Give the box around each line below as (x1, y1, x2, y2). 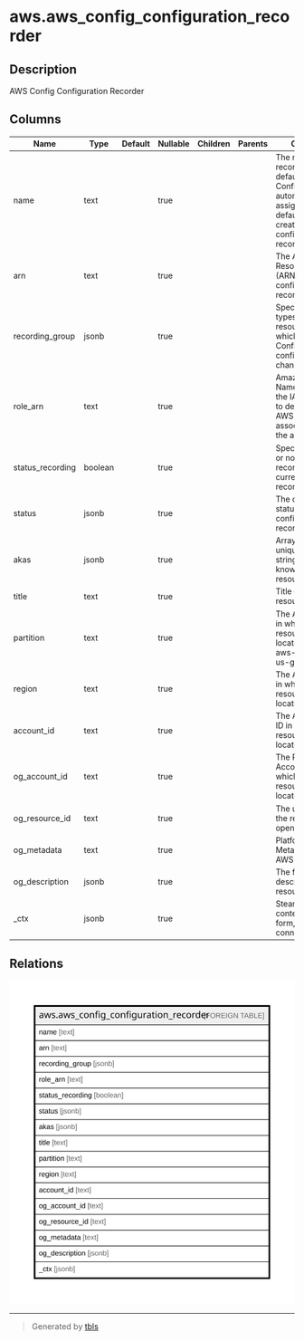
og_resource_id (13, 812, 71, 823)
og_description (13, 876, 70, 887)
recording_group (13, 330, 75, 341)
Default (121, 139, 151, 149)
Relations (9, 956, 64, 972)
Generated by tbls (31, 1320, 100, 1332)
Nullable (157, 139, 190, 149)
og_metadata (13, 844, 62, 855)
